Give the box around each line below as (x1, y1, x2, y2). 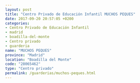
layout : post (5, 7, 32, 12)
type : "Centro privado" (5, 66, 54, 71)
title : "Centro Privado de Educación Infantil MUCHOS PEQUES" (5, 12, 136, 17)
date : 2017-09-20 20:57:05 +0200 (5, 16, 74, 21)
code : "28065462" (5, 62, 41, 66)
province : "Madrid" (5, 52, 45, 58)
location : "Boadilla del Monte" (5, 57, 71, 62)
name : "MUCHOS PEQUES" (5, 48, 52, 53)
